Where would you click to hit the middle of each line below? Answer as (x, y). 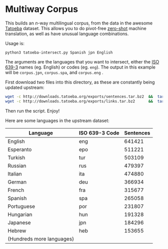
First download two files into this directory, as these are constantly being (80, 82)
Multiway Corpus (42, 9)
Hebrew (17, 230)
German (17, 182)
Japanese (19, 222)
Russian (17, 165)
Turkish (16, 157)
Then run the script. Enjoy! (32, 110)
